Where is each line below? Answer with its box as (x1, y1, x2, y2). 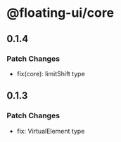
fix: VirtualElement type (16, 127, 85, 135)
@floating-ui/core (6, 5, 114, 21)
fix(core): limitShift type (16, 69, 85, 78)
